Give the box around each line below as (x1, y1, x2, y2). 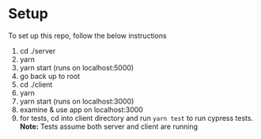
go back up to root (19, 71, 81, 81)
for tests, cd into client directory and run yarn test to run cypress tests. (19, 113, 254, 122)
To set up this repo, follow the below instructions (8, 31, 168, 40)
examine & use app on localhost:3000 (19, 104, 144, 115)
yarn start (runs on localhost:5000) (19, 62, 134, 72)
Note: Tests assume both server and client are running (19, 122, 199, 131)
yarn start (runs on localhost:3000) (19, 96, 134, 106)
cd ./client (19, 80, 53, 89)
